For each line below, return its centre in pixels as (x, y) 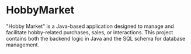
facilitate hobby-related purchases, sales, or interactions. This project (90, 32)
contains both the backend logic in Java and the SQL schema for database (96, 38)
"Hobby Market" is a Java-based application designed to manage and (90, 26)
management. (23, 45)
